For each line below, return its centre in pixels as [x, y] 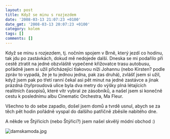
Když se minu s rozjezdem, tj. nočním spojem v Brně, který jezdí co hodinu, [84, 53]
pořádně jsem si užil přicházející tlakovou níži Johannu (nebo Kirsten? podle [85, 69]
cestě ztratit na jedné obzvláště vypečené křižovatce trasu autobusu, [78, 64]
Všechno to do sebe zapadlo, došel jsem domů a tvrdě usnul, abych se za [83, 106]
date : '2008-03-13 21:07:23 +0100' [43, 19]
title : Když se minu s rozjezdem [41, 15]
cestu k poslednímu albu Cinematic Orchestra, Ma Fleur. [64, 96]
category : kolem [22, 29]
